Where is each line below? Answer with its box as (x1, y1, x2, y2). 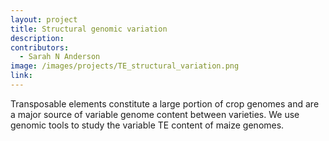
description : (10, 33, 65, 43)
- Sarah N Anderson (19, 52, 101, 62)
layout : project (10, 14, 78, 25)
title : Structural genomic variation (10, 24, 168, 34)
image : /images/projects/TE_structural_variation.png (10, 61, 240, 71)
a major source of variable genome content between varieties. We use (10, 108, 300, 120)
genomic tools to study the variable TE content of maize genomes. (10, 119, 285, 131)
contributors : (10, 42, 70, 53)
